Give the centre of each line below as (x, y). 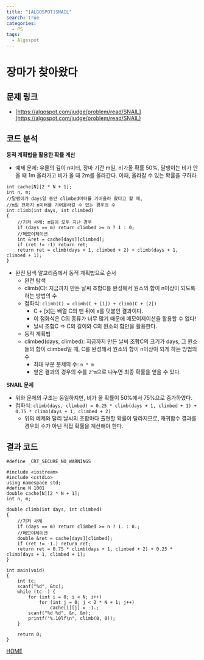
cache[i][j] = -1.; (74, 608)
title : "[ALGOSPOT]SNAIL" (39, 12)
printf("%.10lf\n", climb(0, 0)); (72, 618)
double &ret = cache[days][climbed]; (65, 538)
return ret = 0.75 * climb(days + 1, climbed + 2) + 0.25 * (95, 549)
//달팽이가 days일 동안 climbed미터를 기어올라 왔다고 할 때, (75, 199)
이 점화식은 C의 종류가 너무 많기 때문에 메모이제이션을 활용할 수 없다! (115, 318)
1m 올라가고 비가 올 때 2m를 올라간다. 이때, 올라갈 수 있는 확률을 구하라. (113, 175)
